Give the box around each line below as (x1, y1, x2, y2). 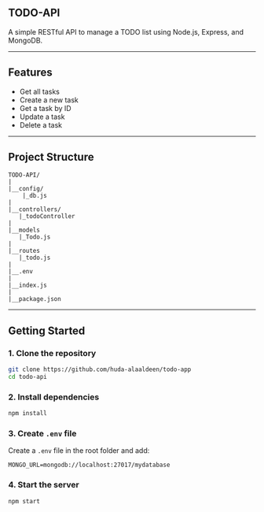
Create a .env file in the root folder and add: (8, 446, 150, 455)
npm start (8, 497, 41, 505)
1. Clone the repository (8, 347, 97, 358)
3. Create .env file (8, 428, 77, 439)
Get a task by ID (19, 103, 72, 113)
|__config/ (8, 185, 44, 193)
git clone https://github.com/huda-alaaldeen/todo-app (8, 365, 192, 373)
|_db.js (22, 192, 47, 200)
